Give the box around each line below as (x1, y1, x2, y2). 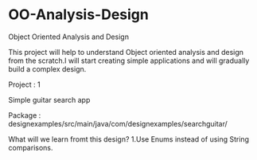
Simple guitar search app (8, 95, 91, 104)
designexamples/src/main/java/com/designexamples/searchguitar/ (8, 119, 228, 128)
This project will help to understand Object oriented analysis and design (8, 47, 244, 57)
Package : (8, 110, 41, 120)
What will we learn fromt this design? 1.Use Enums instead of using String (8, 134, 249, 144)
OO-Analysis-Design (8, 6, 149, 24)
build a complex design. (8, 64, 87, 73)
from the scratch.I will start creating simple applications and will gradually (8, 56, 250, 65)
